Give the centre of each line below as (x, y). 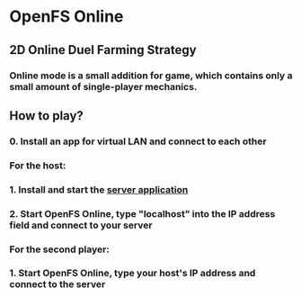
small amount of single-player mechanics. (103, 86)
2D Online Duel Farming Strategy (103, 50)
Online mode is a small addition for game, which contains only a (151, 76)
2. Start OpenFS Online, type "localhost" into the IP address (142, 213)
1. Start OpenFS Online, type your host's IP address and (133, 274)
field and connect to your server (81, 225)
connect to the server (58, 284)
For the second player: (59, 249)
